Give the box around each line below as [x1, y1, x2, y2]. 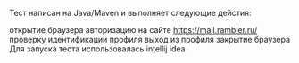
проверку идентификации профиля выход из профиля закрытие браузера [9, 35, 291, 44]
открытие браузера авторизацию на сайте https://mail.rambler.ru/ [9, 25, 258, 35]
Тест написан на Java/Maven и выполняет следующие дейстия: [9, 8, 252, 18]
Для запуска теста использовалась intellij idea [9, 43, 186, 54]
